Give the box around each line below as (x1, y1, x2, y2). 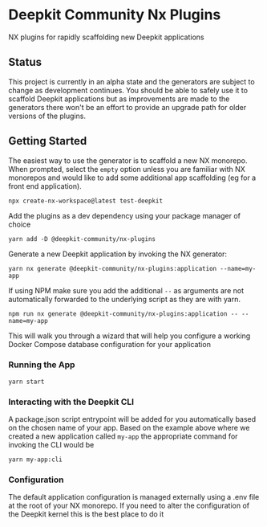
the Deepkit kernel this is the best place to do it (8, 509, 164, 519)
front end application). (8, 181, 82, 190)
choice (8, 219, 31, 229)
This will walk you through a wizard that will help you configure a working (8, 331, 251, 341)
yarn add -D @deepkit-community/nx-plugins (8, 235, 156, 243)
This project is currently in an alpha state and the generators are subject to (8, 76, 255, 86)
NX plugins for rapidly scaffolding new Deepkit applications (8, 32, 204, 42)
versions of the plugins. (8, 111, 87, 121)
